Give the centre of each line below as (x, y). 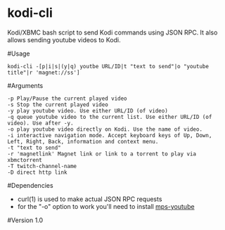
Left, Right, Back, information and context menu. (83, 141)
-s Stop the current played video (58, 104)
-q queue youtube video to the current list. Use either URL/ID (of (110, 117)
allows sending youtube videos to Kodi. (64, 39)
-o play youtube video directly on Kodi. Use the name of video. (105, 129)
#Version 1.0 (25, 220)
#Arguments (25, 85)
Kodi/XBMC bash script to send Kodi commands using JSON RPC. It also (112, 32)
